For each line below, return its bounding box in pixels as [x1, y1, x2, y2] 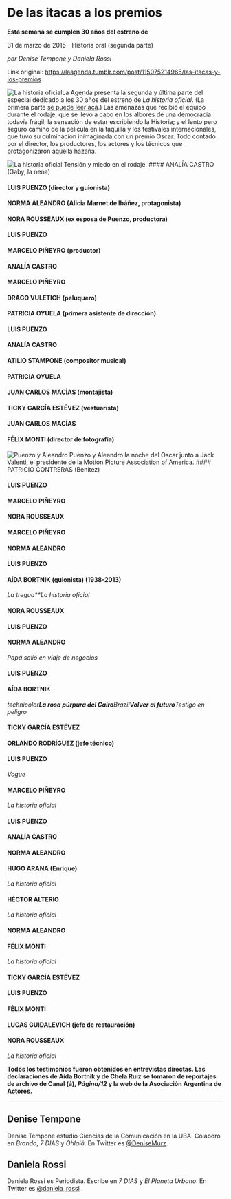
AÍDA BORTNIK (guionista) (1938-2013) [7, 575, 122, 583]
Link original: [7, 67, 43, 76]
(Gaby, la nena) [7, 167, 50, 176]
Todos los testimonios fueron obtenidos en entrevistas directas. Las [7, 1065, 206, 1073]
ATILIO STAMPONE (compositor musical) [7, 357, 126, 365]
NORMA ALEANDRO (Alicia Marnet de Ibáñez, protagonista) [7, 199, 181, 207]
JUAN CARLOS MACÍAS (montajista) [7, 388, 113, 397]
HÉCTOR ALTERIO [7, 895, 60, 904]
